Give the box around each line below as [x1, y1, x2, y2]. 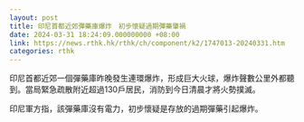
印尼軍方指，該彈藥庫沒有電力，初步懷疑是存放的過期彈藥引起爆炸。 [9, 103, 263, 114]
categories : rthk [9, 47, 75, 56]
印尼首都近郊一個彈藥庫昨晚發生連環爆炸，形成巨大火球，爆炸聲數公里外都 [9, 73, 287, 84]
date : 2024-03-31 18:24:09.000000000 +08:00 [9, 30, 180, 39]
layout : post [9, 13, 59, 23]
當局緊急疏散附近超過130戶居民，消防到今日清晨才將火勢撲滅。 [24, 84, 257, 95]
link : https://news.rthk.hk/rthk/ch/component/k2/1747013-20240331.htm [9, 38, 285, 48]
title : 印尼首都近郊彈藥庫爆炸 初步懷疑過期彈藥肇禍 [9, 22, 186, 31]
